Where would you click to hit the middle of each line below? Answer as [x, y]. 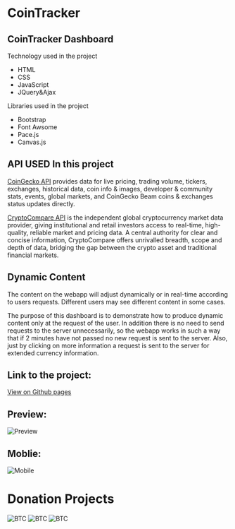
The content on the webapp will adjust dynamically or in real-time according [118, 294]
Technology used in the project [52, 56]
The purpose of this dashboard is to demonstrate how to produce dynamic [115, 315]
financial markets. [33, 255]
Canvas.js [32, 142]
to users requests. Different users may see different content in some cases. [116, 302]
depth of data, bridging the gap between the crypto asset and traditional [112, 247]
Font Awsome [37, 127]
